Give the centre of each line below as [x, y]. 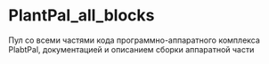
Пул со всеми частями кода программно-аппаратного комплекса [134, 40]
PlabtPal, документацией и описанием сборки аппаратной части [131, 49]
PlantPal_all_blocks [82, 16]
